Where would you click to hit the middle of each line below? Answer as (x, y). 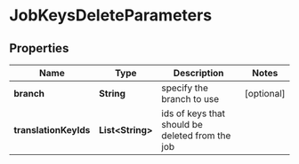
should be (182, 125)
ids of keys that (193, 113)
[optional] (265, 94)
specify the (185, 88)
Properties (39, 48)
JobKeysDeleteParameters (111, 16)
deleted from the (196, 136)
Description (198, 73)
